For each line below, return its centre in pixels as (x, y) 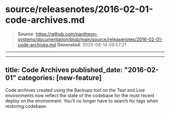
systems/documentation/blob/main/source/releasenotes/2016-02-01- (90, 39)
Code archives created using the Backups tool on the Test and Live (75, 90)
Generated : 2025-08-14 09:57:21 (92, 44)
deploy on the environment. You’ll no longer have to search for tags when (82, 101)
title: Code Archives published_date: (64, 70)
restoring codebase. (26, 106)
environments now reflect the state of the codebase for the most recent (80, 95)
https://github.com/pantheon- (67, 34)
